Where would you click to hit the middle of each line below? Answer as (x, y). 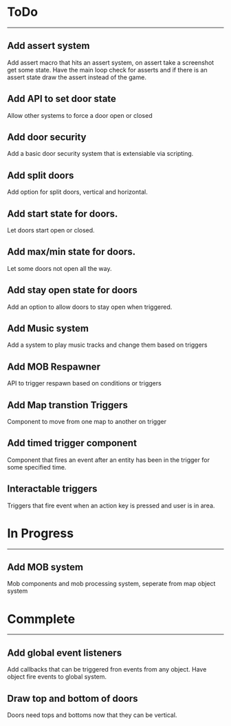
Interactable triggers (52, 489)
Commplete (41, 619)
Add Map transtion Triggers (68, 405)
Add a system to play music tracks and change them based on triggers (107, 345)
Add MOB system (45, 567)
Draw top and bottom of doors (73, 698)
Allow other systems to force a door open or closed (80, 115)
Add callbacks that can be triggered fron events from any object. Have (107, 669)
